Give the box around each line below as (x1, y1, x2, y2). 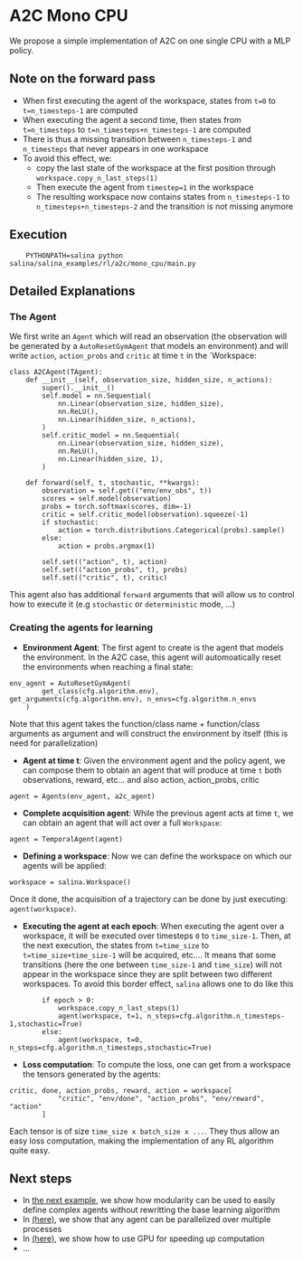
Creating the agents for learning (9, 621, 154, 634)
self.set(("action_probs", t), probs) (42, 566, 188, 575)
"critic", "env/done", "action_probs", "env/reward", (57, 1094, 265, 1103)
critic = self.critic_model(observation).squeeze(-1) (42, 510, 249, 520)
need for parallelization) (9, 738, 99, 748)
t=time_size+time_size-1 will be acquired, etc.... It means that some (22, 949, 277, 960)
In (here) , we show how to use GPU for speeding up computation (22, 1233, 265, 1244)
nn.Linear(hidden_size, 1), (57, 455, 165, 464)
